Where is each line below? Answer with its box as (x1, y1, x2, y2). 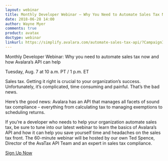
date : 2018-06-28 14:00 (5, 16, 55, 21)
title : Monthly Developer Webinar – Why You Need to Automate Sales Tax (5, 12, 160, 17)
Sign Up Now (5, 149, 32, 155)
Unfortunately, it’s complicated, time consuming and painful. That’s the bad (5, 83, 160, 89)
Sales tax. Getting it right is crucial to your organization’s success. (5, 78, 141, 84)
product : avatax (5, 30, 39, 35)
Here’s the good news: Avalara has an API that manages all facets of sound (5, 98, 160, 104)
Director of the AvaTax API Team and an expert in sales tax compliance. (5, 140, 152, 146)
